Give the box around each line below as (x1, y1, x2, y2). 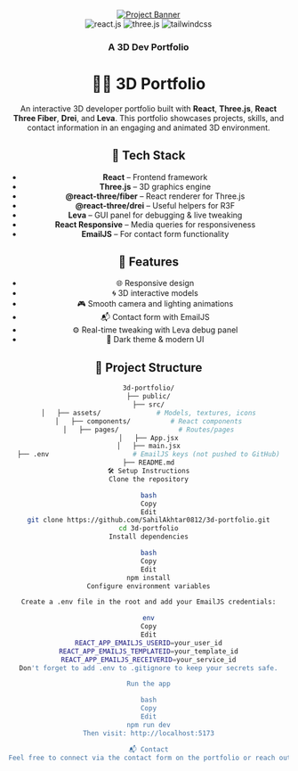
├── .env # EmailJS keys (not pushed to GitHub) (16, 450, 281, 459)
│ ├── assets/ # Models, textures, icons (40, 408, 257, 417)
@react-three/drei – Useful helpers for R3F (75, 200, 236, 210)
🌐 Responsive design (116, 278, 195, 289)
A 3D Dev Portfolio (108, 40, 189, 53)
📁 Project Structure (94, 360, 203, 375)
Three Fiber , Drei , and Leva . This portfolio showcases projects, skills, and (12, 112, 285, 123)
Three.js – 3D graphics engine (99, 181, 211, 192)
